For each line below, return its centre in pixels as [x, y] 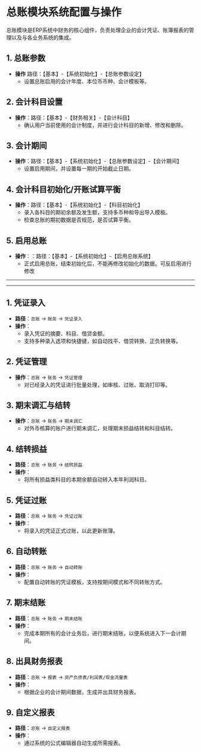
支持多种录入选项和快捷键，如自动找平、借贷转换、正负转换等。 [102, 341]
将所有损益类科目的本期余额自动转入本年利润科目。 [87, 480]
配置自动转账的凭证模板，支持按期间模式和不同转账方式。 [95, 582]
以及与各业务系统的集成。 [43, 37]
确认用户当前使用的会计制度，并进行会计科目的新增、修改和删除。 [105, 125]
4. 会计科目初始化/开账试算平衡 [63, 189]
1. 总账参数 [26, 58]
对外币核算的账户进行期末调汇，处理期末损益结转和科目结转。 [100, 428]
